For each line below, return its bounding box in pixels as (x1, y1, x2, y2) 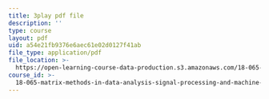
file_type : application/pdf (8, 49, 102, 57)
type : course (8, 26, 52, 34)
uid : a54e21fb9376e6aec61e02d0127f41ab (8, 42, 142, 49)
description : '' (8, 19, 62, 27)
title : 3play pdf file (8, 11, 84, 20)
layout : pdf (8, 34, 48, 42)
